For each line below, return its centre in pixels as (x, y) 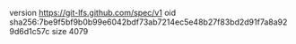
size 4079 (70, 31)
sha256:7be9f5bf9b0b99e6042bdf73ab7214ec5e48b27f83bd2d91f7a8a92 (148, 22)
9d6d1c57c (30, 31)
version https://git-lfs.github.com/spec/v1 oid (93, 13)
